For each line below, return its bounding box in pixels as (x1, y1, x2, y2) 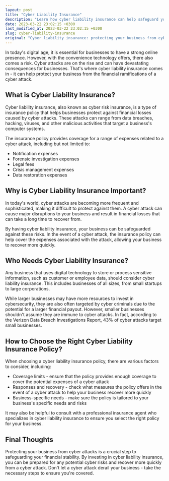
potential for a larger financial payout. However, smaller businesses (5, 306, 144, 313)
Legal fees (12, 161, 35, 167)
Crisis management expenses (12, 166, 74, 172)
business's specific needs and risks (12, 400, 87, 406)
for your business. (5, 420, 43, 427)
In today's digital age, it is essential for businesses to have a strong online (5, 49, 158, 55)
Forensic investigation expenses (12, 156, 79, 162)
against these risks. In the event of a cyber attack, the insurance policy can (5, 231, 161, 237)
